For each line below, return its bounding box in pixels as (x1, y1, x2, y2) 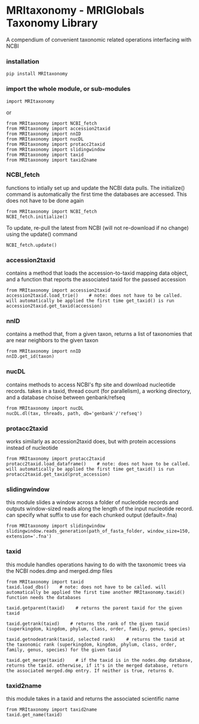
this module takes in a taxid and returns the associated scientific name (6, 695, 179, 702)
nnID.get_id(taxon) (6, 354, 55, 360)
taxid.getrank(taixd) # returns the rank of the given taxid (6, 621, 169, 627)
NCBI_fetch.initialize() (6, 213, 68, 220)
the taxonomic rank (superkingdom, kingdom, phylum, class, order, (6, 642, 178, 648)
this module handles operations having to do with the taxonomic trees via (6, 561, 186, 568)
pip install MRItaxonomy (6, 71, 68, 77)
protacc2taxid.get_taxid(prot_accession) (6, 471, 111, 478)
